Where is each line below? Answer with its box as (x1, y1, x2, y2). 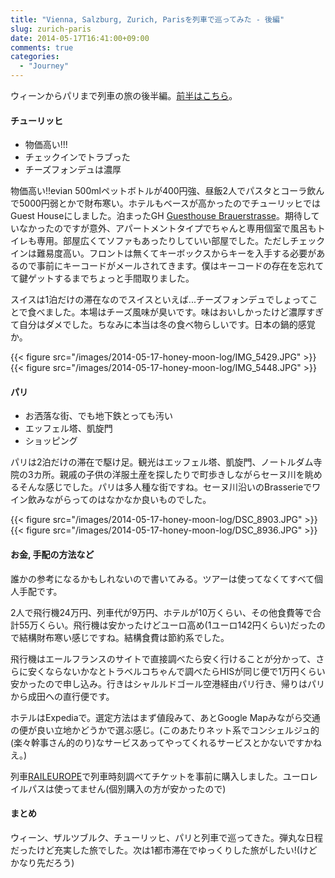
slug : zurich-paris (10, 24, 92, 34)
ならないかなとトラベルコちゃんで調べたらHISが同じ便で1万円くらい (44, 665, 326, 677)
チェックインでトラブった (24, 151, 131, 163)
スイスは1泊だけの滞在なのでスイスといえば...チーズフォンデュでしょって (10, 294, 310, 306)
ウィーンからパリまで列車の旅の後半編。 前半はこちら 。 (10, 90, 238, 101)
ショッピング (24, 435, 78, 447)
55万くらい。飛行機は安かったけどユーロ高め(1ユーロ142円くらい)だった (18, 619, 317, 631)
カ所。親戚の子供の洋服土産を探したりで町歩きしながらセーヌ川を (33, 469, 305, 481)
